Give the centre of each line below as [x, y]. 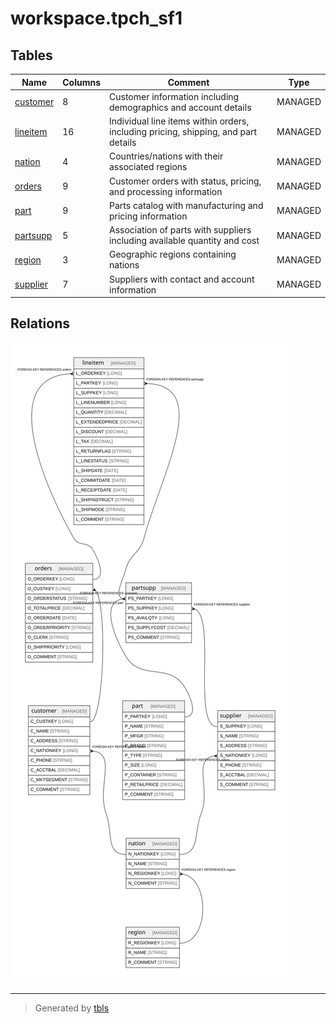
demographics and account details [180, 107]
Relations [40, 323]
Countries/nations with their [166, 156]
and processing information [166, 191]
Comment [188, 82]
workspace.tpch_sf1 [96, 18]
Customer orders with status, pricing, [185, 181]
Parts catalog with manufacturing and [186, 205]
